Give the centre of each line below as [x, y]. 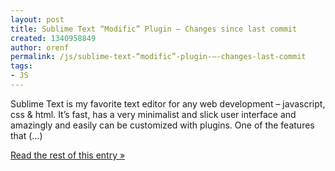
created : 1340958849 [53, 38]
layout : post [37, 19]
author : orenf [40, 47]
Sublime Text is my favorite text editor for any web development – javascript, [168, 103]
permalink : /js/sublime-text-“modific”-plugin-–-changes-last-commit [158, 57]
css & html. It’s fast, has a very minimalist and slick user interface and [153, 114]
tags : [21, 66]
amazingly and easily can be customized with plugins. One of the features [162, 125]
